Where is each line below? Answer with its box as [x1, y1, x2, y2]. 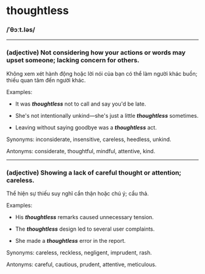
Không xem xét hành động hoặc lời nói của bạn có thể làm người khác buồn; [6, 70, 198, 77]
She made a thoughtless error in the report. [15, 237, 126, 245]
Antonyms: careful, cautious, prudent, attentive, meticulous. [6, 261, 157, 269]
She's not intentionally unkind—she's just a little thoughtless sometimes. [15, 112, 199, 119]
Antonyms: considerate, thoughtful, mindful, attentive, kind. [6, 147, 156, 154]
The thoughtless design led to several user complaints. [15, 225, 155, 233]
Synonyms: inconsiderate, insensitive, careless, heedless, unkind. [6, 135, 172, 143]
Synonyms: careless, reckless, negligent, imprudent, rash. [6, 249, 153, 256]
